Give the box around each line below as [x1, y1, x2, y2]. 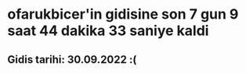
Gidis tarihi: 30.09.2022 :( [7, 53, 137, 66]
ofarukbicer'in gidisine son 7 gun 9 [7, 5, 239, 23]
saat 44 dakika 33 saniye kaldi [7, 22, 209, 40]
